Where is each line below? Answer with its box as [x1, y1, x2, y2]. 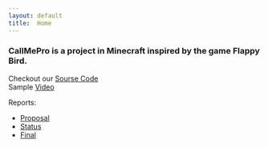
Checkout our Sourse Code [8, 73, 99, 83]
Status [19, 121, 42, 131]
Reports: [8, 97, 37, 107]
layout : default [8, 11, 63, 20]
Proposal [19, 113, 50, 122]
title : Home [8, 19, 52, 27]
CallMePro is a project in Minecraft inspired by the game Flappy [8, 46, 261, 57]
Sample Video [8, 81, 55, 92]
